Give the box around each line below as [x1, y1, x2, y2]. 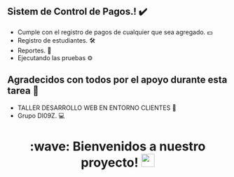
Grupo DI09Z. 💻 [17, 111, 65, 120]
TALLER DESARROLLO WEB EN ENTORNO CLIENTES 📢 [17, 104, 177, 112]
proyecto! [81, 155, 139, 170]
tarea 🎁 [7, 85, 39, 97]
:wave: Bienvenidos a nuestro [29, 139, 206, 154]
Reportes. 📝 [17, 46, 52, 55]
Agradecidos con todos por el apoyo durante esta [7, 74, 228, 86]
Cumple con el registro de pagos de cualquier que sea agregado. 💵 [17, 27, 213, 36]
